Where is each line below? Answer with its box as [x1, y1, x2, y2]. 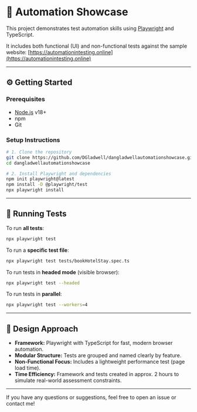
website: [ [6, 48, 30, 55]
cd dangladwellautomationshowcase [6, 160, 91, 166]
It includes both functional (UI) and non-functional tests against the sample [6, 42, 188, 49]
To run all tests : [6, 224, 45, 231]
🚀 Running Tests [6, 209, 67, 219]
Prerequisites [6, 95, 45, 104]
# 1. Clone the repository [6, 149, 72, 155]
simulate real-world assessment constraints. [14, 377, 122, 384]
